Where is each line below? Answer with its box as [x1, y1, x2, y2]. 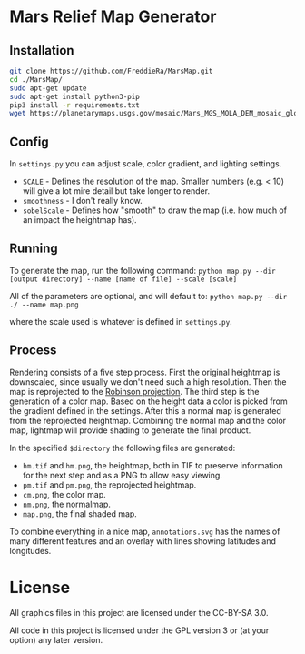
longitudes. [9, 545, 52, 556]
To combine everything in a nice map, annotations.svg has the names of [9, 526, 280, 537]
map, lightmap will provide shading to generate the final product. [9, 425, 251, 436]
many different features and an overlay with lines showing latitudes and [9, 535, 277, 547]
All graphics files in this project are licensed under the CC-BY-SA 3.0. [9, 607, 270, 618]
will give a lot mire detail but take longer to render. [22, 186, 211, 196]
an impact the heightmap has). [22, 215, 138, 226]
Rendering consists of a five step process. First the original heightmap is [9, 367, 280, 377]
